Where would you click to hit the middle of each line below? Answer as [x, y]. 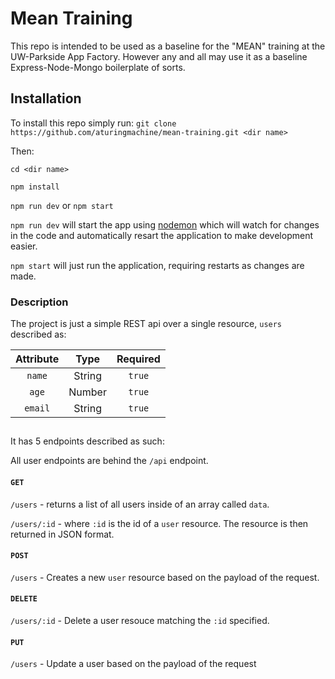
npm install [35, 187]
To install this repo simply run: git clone [93, 123]
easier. [24, 246]
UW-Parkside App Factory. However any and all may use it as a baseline [159, 56]
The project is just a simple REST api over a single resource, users [146, 324]
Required [138, 359]
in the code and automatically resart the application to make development [161, 235]
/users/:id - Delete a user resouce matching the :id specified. [140, 621]
